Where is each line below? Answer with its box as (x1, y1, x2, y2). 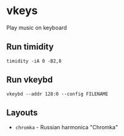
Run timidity (6, 42, 54, 52)
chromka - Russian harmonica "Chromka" (15, 124, 118, 131)
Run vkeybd (6, 75, 53, 85)
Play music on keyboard (6, 24, 68, 31)
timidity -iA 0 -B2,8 (6, 58, 62, 64)
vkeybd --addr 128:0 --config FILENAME (6, 91, 109, 97)
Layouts (6, 107, 38, 118)
